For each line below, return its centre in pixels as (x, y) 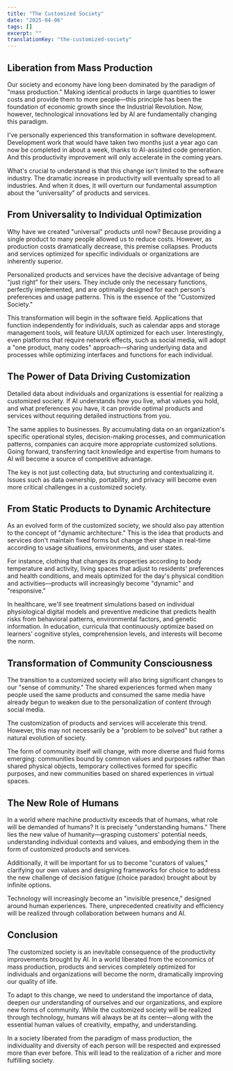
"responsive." (27, 591)
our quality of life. (32, 981)
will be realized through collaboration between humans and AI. (97, 913)
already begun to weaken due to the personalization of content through (110, 702)
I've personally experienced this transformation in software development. (112, 135)
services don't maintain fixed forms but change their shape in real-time (109, 540)
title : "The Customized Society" (56, 14)
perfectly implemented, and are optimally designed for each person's (106, 289)
